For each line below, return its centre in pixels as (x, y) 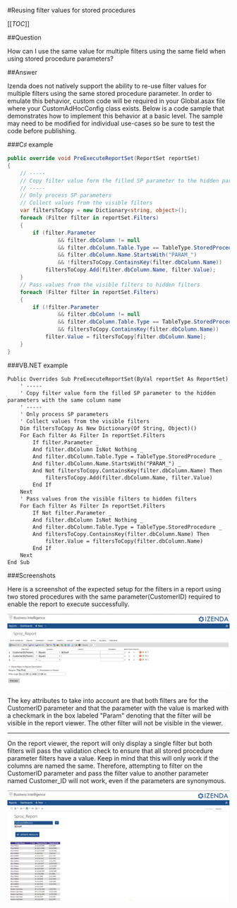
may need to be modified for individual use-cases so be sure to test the (111, 123)
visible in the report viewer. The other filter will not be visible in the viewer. (115, 723)
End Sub (19, 562)
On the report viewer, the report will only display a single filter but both (110, 743)
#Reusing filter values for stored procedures (72, 10)
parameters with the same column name (64, 400)
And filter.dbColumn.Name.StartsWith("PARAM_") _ (107, 464)
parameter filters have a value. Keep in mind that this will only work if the (113, 758)
